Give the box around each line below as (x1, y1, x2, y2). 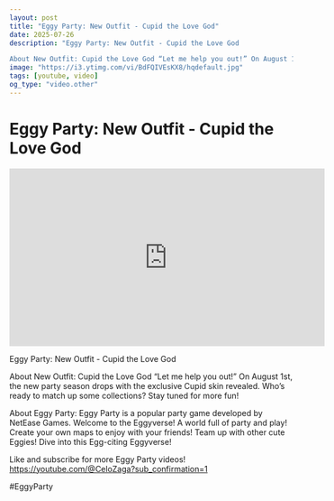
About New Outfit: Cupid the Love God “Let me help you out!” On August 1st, (9, 371, 293, 382)
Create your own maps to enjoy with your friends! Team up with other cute (9, 426, 285, 438)
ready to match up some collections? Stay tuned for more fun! (9, 390, 239, 401)
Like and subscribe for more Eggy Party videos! (9, 453, 186, 465)
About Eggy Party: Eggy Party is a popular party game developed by (9, 407, 263, 418)
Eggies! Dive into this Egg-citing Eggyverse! (9, 436, 172, 447)
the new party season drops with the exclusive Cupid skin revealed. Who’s (9, 380, 285, 391)
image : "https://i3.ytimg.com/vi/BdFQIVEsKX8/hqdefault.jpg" (9, 63, 244, 72)
